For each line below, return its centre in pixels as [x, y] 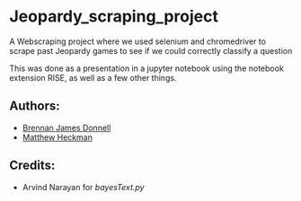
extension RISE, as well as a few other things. [93, 77]
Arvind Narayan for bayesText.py [83, 187]
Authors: [35, 106]
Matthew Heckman [57, 137]
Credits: [32, 166]
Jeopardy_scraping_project [114, 17]
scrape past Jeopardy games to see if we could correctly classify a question [151, 50]
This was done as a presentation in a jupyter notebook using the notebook [147, 68]
